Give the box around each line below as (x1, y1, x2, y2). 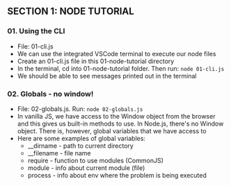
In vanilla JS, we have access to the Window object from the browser (17, 112, 216, 120)
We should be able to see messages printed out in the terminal (17, 71, 197, 80)
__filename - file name (27, 149, 91, 157)
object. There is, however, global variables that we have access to (17, 126, 207, 135)
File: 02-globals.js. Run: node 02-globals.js (17, 104, 143, 113)
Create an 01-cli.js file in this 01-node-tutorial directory (17, 57, 175, 65)
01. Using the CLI (7, 26, 65, 36)
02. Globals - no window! (7, 89, 94, 99)
